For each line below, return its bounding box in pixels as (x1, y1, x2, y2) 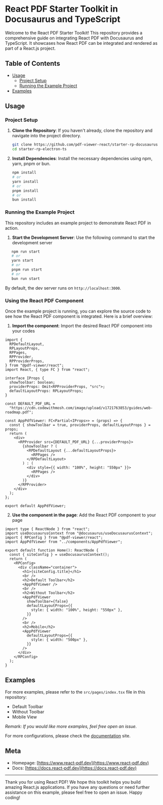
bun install (12, 197, 36, 202)
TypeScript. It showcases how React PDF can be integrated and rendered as (5, 40, 158, 46)
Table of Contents (5, 59, 61, 68)
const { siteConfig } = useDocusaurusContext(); (9, 552, 110, 557)
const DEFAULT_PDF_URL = (5, 402, 55, 406)
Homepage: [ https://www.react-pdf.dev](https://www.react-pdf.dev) (12, 760, 149, 766)
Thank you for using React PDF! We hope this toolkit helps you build (5, 779, 141, 785)
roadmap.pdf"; (5, 410, 34, 415)
